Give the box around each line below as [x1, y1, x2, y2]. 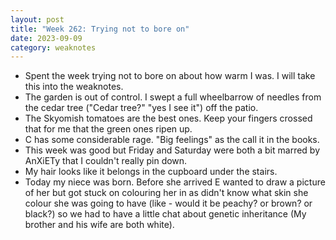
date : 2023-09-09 [10, 33, 83, 43]
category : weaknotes [10, 42, 97, 53]
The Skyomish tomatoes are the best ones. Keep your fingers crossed [24, 112, 313, 125]
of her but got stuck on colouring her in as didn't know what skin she [24, 187, 309, 199]
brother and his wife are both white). [24, 219, 175, 231]
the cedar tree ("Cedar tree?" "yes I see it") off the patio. [24, 102, 259, 114]
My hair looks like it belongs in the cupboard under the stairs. [24, 166, 278, 178]
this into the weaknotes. [24, 81, 124, 93]
